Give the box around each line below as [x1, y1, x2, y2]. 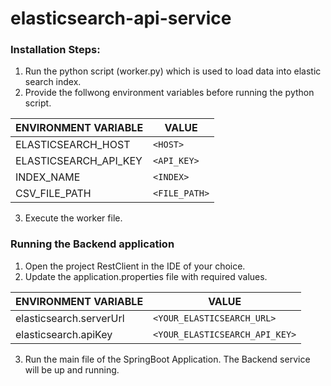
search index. [24, 76, 82, 88]
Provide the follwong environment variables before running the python [24, 87, 315, 99]
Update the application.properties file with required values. [24, 270, 268, 282]
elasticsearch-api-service [10, 7, 232, 30]
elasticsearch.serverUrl [15, 311, 125, 325]
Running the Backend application [10, 237, 175, 251]
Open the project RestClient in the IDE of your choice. [24, 260, 246, 272]
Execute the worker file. [24, 212, 123, 224]
